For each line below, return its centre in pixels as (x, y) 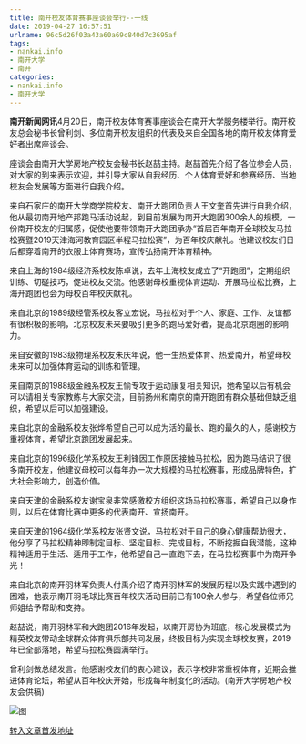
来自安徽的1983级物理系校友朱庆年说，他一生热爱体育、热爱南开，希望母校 (150, 354)
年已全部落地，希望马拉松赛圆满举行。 (81, 649)
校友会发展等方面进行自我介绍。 (69, 186)
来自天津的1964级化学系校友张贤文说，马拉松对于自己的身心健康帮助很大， (150, 531)
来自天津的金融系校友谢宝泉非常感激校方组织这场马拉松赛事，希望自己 (141, 500)
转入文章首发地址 (41, 730)
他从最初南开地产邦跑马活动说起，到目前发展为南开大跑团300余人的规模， (149, 217)
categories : (32, 77)
